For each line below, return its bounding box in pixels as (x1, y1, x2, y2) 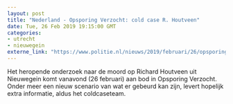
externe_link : (7, 49, 49, 56)
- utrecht (7, 36, 36, 43)
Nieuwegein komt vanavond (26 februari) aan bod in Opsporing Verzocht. (7, 74, 217, 83)
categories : (7, 29, 42, 37)
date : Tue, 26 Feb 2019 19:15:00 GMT (7, 23, 116, 30)
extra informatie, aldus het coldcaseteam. (7, 89, 126, 97)
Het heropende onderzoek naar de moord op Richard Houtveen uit (7, 67, 197, 76)
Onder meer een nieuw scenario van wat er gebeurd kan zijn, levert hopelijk (7, 82, 224, 90)
